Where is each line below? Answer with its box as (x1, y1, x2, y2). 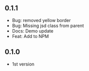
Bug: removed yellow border (12, 17, 71, 23)
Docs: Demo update (12, 27, 54, 34)
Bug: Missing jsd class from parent (12, 22, 84, 28)
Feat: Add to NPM (12, 33, 49, 39)
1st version (12, 61, 35, 67)
